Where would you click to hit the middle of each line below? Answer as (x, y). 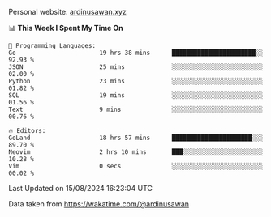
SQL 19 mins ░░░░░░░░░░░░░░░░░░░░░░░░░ (136, 96)
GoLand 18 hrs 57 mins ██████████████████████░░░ (136, 138)
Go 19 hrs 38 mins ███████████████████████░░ (136, 53)
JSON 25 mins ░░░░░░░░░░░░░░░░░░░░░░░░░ (136, 67)
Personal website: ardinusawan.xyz (68, 12)
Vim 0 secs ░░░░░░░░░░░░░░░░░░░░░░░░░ (136, 166)
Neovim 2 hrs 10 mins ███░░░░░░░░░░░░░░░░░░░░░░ (136, 152)
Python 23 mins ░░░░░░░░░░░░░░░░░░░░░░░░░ (136, 81)
